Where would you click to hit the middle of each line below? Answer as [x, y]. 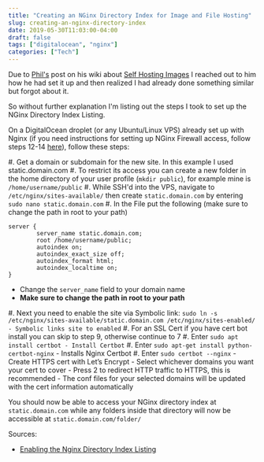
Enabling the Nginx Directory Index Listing [88, 449]
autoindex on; [59, 247]
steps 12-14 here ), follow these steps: [69, 147]
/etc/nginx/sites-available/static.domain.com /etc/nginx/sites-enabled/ [132, 320]
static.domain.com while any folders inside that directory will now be [119, 410]
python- [240, 346]
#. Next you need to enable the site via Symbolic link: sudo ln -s [113, 313]
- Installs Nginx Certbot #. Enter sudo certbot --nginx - [146, 353]
